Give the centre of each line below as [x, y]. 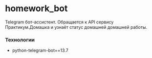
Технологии [20, 39]
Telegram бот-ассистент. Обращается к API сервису [59, 22]
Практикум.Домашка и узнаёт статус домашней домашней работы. [76, 27]
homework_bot [36, 9]
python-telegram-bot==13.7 [40, 50]
